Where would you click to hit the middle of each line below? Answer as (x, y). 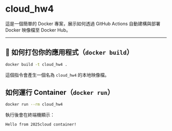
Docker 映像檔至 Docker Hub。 (38, 30)
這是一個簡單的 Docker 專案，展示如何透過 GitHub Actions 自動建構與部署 (83, 23)
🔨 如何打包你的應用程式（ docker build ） (69, 52)
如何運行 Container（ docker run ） (60, 93)
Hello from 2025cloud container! (41, 125)
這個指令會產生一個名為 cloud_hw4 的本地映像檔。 (57, 75)
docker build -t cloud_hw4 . (36, 64)
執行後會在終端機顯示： (30, 115)
